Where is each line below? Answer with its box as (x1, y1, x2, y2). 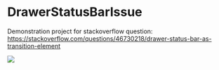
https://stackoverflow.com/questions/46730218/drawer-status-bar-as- (7, 34, 212, 42)
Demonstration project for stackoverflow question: (7, 27, 153, 35)
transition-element (7, 42, 61, 50)
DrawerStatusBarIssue (7, 4, 142, 20)
